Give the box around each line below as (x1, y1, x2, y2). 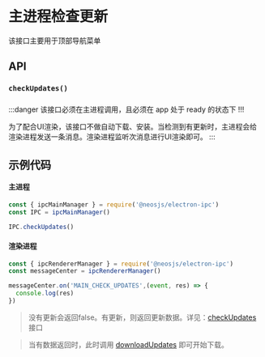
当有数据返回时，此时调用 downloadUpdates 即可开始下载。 (28, 339, 229, 349)
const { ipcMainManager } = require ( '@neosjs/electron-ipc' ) (8, 200, 220, 209)
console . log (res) (15, 289, 75, 298)
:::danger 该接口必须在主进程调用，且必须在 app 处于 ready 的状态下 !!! (8, 104, 245, 114)
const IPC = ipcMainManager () (8, 208, 111, 216)
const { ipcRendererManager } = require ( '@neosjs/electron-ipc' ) (8, 260, 233, 268)
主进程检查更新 (8, 7, 109, 26)
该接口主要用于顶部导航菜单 (8, 36, 101, 45)
